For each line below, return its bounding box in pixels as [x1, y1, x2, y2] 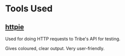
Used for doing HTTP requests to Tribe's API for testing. [5, 36, 121, 42]
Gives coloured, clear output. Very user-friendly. [5, 46, 105, 51]
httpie [5, 23, 24, 31]
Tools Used [5, 3, 53, 14]
